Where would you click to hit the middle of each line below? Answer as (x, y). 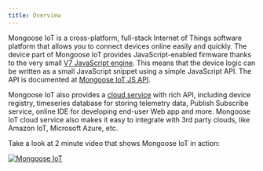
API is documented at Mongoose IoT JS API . (79, 79)
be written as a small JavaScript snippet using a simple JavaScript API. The (130, 71)
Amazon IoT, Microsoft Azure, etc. (63, 128)
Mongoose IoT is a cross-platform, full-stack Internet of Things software (125, 38)
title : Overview (35, 15)
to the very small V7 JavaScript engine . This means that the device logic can (132, 63)
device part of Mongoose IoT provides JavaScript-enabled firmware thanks (130, 54)
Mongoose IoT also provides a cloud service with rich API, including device (130, 94)
